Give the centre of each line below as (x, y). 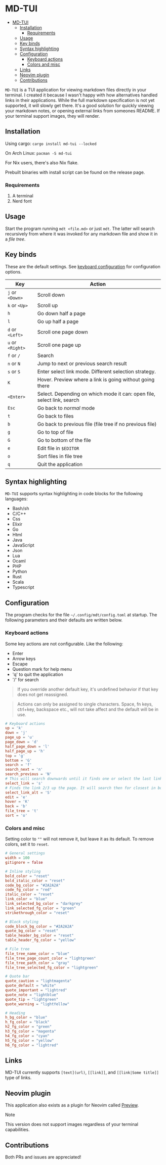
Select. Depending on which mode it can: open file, (96, 394)
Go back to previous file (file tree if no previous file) (97, 424)
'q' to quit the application (38, 674)
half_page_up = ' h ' (25, 751)
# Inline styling (23, 871)
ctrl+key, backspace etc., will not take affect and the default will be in (88, 709)
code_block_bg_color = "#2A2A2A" (40, 926)
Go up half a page (58, 321)
